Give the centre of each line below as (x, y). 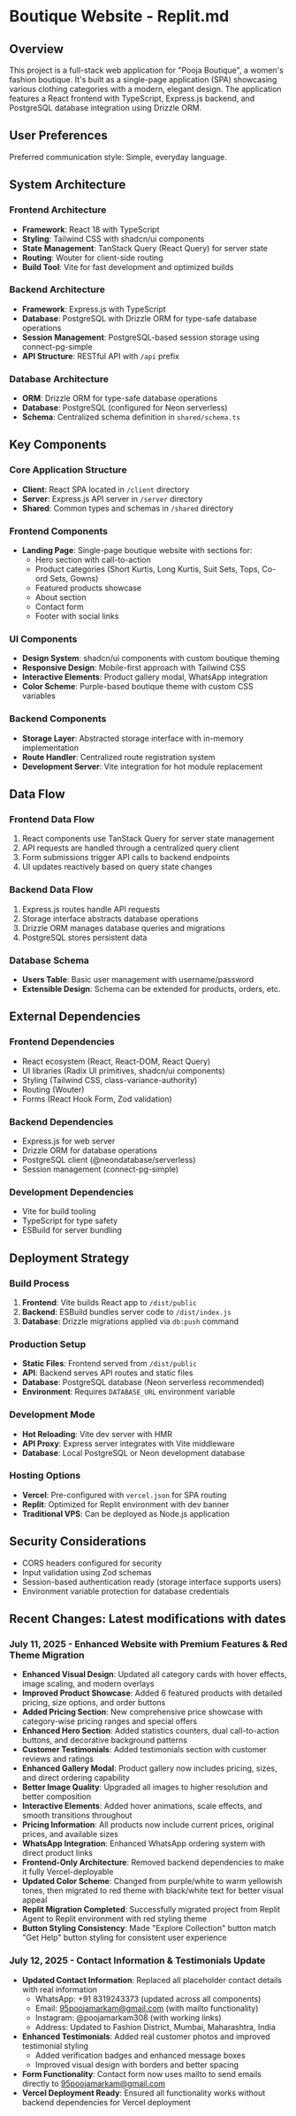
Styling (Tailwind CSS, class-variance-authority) (110, 1080)
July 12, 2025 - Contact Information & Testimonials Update (137, 1960)
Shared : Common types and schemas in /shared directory (128, 508)
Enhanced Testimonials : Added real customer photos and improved (146, 2036)
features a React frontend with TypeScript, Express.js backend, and (132, 98)
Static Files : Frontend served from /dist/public (109, 1364)
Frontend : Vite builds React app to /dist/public (109, 1302)
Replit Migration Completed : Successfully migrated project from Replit (151, 1910)
